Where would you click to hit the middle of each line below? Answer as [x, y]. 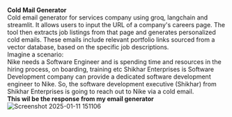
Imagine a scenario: [36, 54]
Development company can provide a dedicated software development [109, 77]
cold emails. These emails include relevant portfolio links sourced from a [111, 40]
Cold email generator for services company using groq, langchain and [108, 17]
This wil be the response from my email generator [81, 99]
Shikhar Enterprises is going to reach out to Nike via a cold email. [101, 91]
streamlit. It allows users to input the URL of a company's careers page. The [116, 25]
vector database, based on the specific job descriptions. [88, 47]
